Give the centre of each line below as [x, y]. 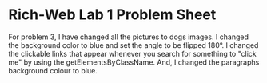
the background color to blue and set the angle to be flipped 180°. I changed [133, 45]
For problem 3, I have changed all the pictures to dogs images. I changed [129, 37]
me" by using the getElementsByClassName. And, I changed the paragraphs [134, 62]
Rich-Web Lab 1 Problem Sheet [112, 15]
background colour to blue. [53, 70]
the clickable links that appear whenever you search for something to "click [133, 53]
